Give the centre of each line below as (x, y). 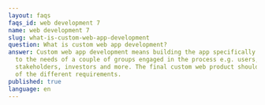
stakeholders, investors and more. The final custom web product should (137, 67)
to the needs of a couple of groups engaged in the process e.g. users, (137, 60)
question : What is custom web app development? (88, 45)
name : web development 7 (49, 30)
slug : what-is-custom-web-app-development (79, 37)
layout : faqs (30, 15)
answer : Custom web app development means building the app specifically (132, 52)
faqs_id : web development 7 (54, 23)
